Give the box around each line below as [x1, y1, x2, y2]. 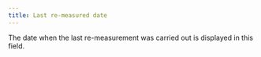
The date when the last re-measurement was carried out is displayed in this [8, 33, 254, 42]
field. [8, 41, 25, 51]
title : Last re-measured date [8, 11, 108, 20]
